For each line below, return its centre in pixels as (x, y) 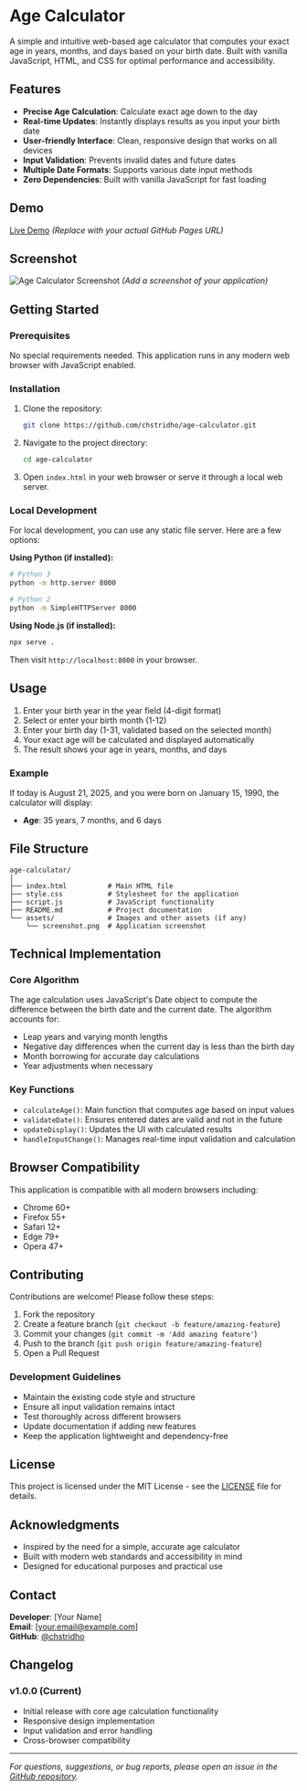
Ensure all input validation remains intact (99, 1406)
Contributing (47, 1274)
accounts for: (35, 1019)
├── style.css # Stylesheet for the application (124, 894)
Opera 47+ (43, 1246)
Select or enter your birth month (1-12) (95, 720)
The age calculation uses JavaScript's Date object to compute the (133, 1000)
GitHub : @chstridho (47, 1637)
